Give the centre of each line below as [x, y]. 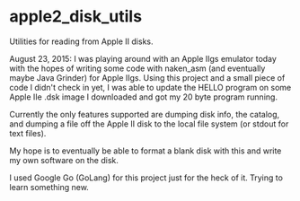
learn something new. [49, 187]
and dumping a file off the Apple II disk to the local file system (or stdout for [149, 124]
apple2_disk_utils [75, 17]
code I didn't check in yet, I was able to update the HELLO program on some [150, 87]
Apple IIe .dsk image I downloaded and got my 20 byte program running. [144, 97]
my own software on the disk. [64, 160]
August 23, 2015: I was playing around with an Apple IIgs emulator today [143, 58]
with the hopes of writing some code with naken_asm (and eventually [137, 68]
